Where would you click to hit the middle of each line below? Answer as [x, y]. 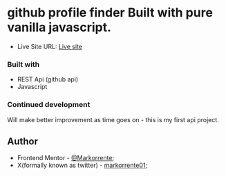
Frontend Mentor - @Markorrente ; [66, 158]
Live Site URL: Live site [50, 46]
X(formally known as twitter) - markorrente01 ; [82, 165]
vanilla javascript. [59, 27]
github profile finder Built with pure [110, 13]
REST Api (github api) [48, 79]
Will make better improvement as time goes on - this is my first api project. [113, 119]
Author [22, 141]
